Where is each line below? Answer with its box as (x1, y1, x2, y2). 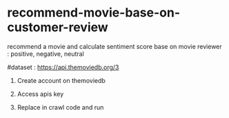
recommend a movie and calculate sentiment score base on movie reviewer (7, 42, 222, 50)
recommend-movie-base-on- (7, 5, 181, 21)
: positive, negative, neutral (7, 50, 84, 58)
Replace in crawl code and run (17, 103, 104, 111)
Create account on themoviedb (17, 76, 106, 84)
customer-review (7, 19, 108, 35)
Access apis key (17, 90, 64, 98)
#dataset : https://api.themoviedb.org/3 (7, 63, 119, 71)
